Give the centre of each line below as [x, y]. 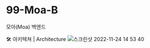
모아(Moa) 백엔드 [26, 27]
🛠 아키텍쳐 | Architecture [36, 39]
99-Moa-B [32, 10]
